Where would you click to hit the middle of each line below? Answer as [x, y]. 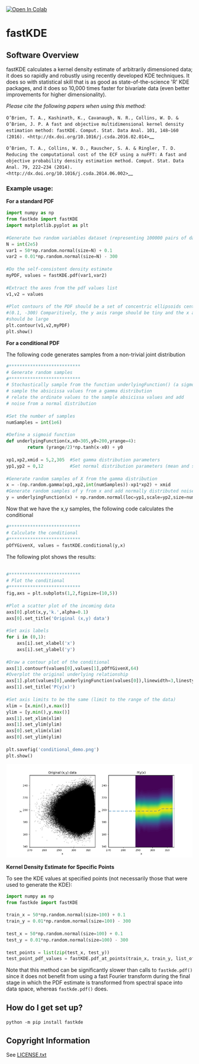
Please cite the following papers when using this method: [76, 106]
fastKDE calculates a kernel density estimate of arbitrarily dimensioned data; [99, 69]
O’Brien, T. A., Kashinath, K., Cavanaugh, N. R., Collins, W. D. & [92, 118]
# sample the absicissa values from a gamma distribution [79, 391]
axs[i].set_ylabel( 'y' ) [46, 649]
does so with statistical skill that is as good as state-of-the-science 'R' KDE [98, 82]
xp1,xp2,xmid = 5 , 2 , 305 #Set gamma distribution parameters [83, 460]
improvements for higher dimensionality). [56, 95]
